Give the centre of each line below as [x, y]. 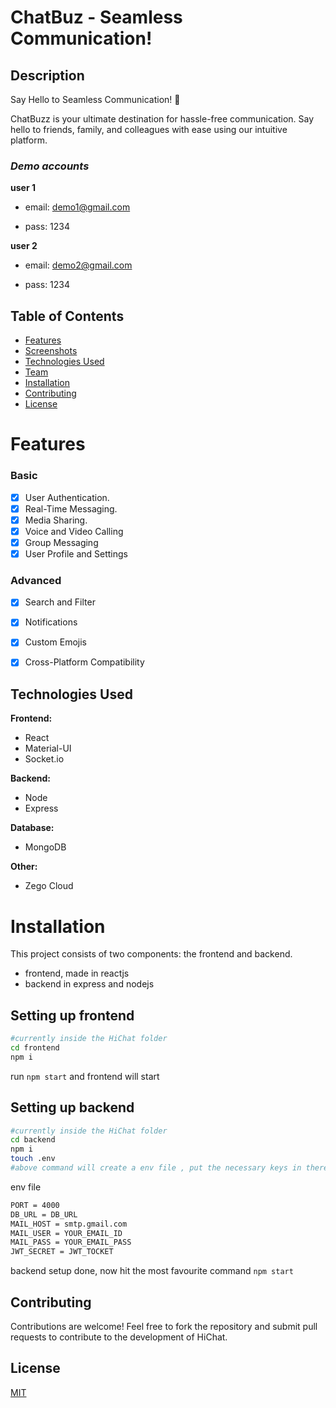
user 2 [24, 246]
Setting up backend [72, 1107]
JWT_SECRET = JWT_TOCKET [62, 1252]
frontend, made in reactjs [77, 973]
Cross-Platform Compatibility [84, 662]
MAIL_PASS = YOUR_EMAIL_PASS [71, 1242]
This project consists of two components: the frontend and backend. [151, 954]
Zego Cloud [49, 886]
